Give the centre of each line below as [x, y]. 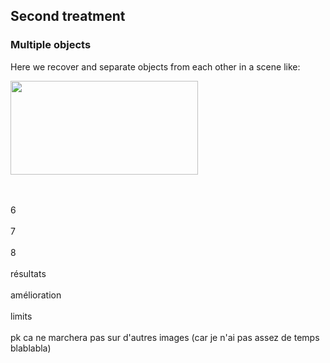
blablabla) [31, 348]
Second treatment [68, 16]
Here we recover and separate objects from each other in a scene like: [155, 66]
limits [21, 316]
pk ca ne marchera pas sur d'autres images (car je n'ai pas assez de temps [165, 337]
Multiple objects [51, 45]
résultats [28, 273]
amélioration [36, 295]
